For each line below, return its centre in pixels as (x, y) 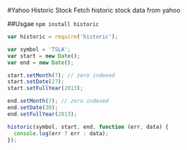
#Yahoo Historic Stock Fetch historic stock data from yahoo (94, 10)
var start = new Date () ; (44, 56)
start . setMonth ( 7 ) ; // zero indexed (61, 75)
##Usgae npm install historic (53, 24)
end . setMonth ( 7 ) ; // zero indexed (58, 101)
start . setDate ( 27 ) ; (36, 82)
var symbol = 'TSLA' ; (39, 49)
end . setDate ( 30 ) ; (33, 108)
